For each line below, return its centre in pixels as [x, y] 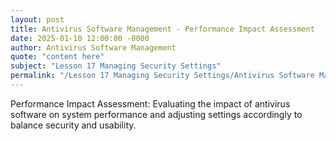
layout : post [37, 19]
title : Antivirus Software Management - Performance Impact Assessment [162, 29]
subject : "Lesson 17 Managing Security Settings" [116, 66]
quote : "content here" [57, 57]
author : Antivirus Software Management [93, 47]
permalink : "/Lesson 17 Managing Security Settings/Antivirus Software [162, 76]
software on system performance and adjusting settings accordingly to [156, 114]
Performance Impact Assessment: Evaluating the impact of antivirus [150, 103]
